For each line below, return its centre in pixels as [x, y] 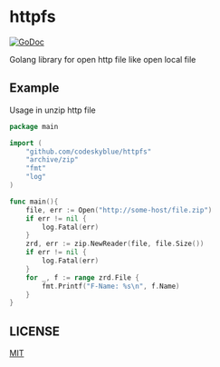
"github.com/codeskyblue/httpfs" [89, 152]
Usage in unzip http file [53, 110]
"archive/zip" [52, 160]
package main [34, 126]
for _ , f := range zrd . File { [83, 278]
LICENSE [35, 331]
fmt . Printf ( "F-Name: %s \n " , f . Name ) [111, 286]
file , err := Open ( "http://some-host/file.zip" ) [119, 210]
